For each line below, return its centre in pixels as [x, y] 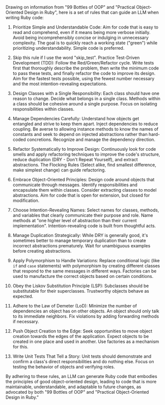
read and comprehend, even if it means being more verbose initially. [82, 32]
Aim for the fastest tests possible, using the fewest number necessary [83, 79]
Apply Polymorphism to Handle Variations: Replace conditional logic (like [86, 260]
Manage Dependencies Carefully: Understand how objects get [76, 118]
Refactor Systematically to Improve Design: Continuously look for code [84, 149]
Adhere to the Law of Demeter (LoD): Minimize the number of [75, 306]
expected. [23, 296]
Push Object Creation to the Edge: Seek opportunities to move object [82, 331]
